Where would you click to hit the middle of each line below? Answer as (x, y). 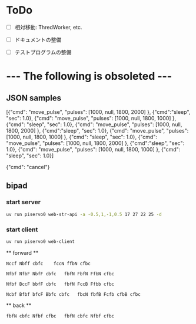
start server (24, 202)
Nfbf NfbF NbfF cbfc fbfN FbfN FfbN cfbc (60, 274)
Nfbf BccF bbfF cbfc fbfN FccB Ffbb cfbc (60, 284)
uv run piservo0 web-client (41, 241)
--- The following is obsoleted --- (89, 76)
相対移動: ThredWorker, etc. (48, 27)
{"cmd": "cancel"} (28, 167)
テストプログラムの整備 (43, 52)
